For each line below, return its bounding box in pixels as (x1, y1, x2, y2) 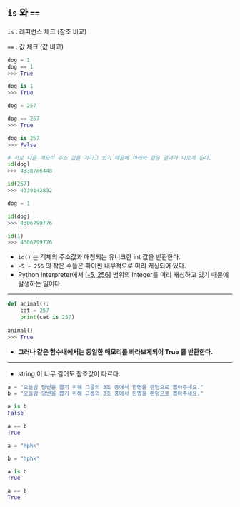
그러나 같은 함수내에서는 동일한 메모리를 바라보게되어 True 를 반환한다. (17, 347, 213, 356)
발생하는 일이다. (17, 279, 62, 288)
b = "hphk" (7, 455, 40, 462)
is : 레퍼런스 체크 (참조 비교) (7, 27, 87, 36)
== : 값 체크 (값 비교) (7, 42, 64, 51)
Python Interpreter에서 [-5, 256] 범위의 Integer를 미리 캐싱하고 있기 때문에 (17, 271, 229, 279)
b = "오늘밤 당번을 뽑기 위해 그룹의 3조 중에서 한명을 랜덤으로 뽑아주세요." (7, 390, 204, 398)
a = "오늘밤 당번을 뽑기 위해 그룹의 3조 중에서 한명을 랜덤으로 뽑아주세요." (7, 383, 204, 391)
